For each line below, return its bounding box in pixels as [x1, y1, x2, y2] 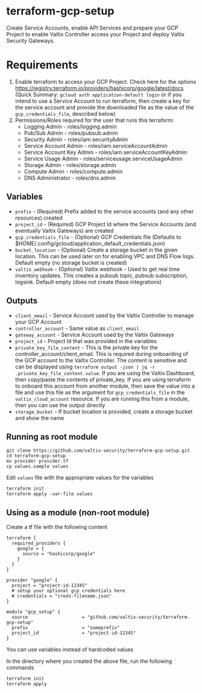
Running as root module [6, 431, 98, 441]
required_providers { [11, 540, 66, 546]
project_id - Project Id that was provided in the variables [14, 337, 157, 344]
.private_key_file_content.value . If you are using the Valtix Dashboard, [14, 369, 195, 376]
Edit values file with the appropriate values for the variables [6, 474, 154, 481]
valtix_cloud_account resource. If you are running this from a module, [14, 395, 189, 402]
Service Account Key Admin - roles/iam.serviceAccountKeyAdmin [24, 148, 188, 156]
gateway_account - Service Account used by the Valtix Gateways [14, 331, 174, 338]
